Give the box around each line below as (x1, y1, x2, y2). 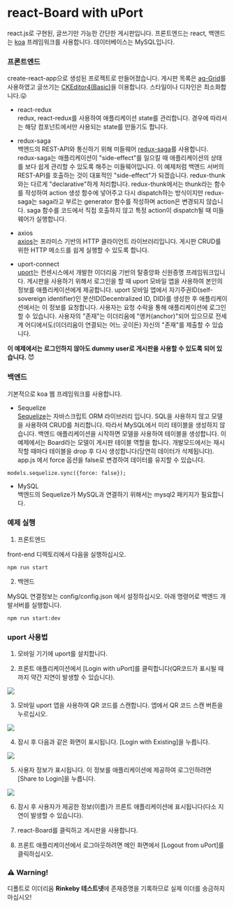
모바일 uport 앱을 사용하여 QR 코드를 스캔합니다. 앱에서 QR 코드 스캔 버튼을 (17, 701, 224, 709)
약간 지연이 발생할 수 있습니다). (30, 673, 115, 681)
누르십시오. (17, 710, 48, 718)
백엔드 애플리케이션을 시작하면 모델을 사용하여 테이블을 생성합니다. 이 (38, 429, 227, 438)
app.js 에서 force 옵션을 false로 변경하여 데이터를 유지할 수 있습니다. (17, 455, 205, 464)
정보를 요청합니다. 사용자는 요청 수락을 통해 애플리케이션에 (49, 303, 208, 312)
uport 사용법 (7, 632, 48, 641)
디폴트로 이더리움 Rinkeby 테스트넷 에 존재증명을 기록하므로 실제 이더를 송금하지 (7, 884, 225, 893)
